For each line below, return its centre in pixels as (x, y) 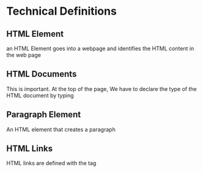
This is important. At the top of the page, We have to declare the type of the (102, 89)
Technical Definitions (62, 11)
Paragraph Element (44, 115)
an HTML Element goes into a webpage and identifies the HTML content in (100, 48)
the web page (24, 55)
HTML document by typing (40, 95)
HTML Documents (42, 74)
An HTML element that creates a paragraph (61, 129)
